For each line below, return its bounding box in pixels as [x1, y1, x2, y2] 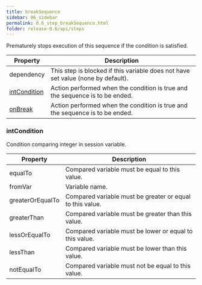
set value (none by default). [50, 74, 129, 83]
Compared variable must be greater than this [65, 209, 192, 218]
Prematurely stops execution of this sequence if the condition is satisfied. [6, 42, 188, 49]
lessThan [9, 248, 35, 256]
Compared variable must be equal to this [65, 165, 180, 174]
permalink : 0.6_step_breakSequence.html [6, 20, 109, 26]
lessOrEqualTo [9, 230, 51, 239]
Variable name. [65, 182, 108, 190]
